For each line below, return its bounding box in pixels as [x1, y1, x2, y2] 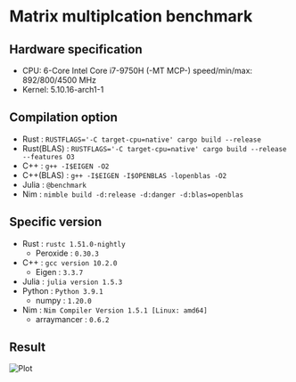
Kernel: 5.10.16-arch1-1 [21, 85, 104, 94]
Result [9, 340, 46, 355]
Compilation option [9, 110, 119, 126]
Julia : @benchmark [21, 179, 87, 190]
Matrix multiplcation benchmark [9, 6, 253, 27]
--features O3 [21, 152, 75, 161]
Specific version [9, 215, 103, 230]
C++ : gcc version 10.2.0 [21, 256, 118, 268]
